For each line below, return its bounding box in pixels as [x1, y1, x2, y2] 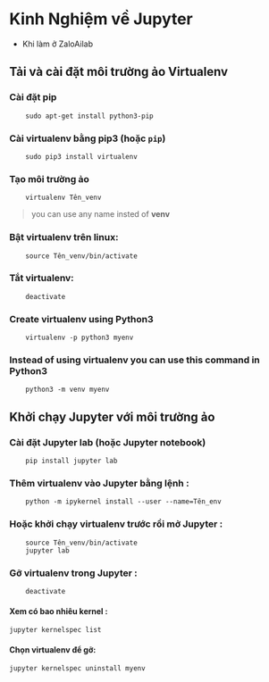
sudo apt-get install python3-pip [25, 112, 154, 121]
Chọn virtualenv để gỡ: [9, 644, 97, 655]
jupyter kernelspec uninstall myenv [9, 664, 146, 673]
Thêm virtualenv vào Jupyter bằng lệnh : [9, 478, 189, 490]
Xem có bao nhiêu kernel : [9, 605, 108, 616]
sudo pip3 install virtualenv [25, 152, 139, 161]
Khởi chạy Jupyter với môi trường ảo [9, 409, 215, 424]
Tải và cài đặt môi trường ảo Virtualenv [9, 64, 229, 79]
